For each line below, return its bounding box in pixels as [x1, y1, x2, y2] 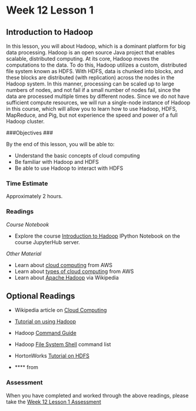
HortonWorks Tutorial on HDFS [14, 352, 89, 360]
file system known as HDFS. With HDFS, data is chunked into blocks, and [6, 68, 184, 74]
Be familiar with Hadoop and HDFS [14, 159, 99, 165]
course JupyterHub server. [14, 238, 81, 245]
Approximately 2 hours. [6, 193, 63, 200]
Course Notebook [6, 221, 49, 228]
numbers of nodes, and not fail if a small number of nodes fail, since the [6, 87, 181, 93]
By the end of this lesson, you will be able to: [6, 141, 115, 147]
